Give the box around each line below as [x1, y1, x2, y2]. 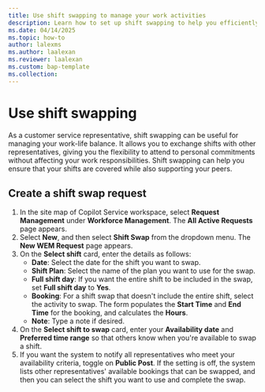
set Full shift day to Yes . [31, 283, 111, 293]
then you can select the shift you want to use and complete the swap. [19, 375, 246, 385]
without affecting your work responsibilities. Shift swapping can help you [8, 155, 244, 165]
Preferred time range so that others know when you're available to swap [19, 333, 256, 343]
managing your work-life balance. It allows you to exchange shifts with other [8, 139, 256, 148]
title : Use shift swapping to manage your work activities [8, 11, 207, 20]
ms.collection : [8, 70, 58, 78]
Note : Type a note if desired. [31, 316, 125, 326]
